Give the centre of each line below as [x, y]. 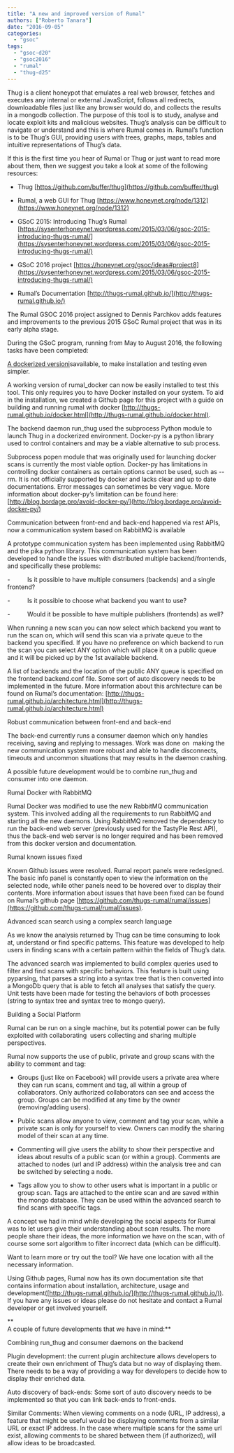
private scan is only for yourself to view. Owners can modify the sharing [121, 1128]
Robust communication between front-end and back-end [89, 722]
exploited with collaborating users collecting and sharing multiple [102, 1035]
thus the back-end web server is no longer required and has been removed [115, 836]
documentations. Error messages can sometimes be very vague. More [108, 486]
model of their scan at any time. [63, 1135]
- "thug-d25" [32, 72]
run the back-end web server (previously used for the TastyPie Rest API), [112, 828]
